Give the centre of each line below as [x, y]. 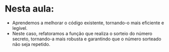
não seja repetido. [31, 44]
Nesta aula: [29, 9]
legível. [20, 28]
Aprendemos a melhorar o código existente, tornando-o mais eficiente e [88, 23]
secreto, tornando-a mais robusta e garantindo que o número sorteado [87, 39]
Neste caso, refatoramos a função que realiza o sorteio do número [82, 33]
